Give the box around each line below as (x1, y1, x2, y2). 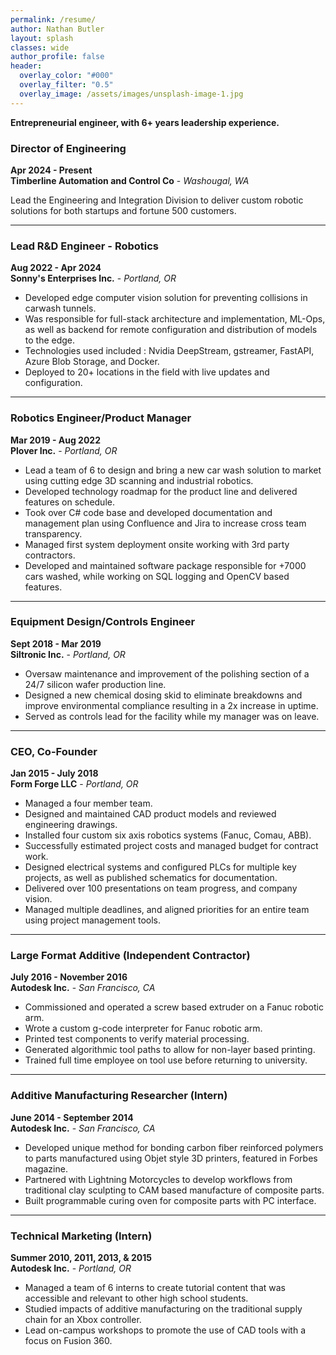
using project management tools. (24, 914, 161, 926)
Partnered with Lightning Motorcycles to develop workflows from (24, 1173, 293, 1185)
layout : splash (10, 33, 74, 43)
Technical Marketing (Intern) (10, 1229, 153, 1243)
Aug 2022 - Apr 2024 (10, 262, 102, 274)
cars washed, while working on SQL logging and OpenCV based (24, 570, 290, 582)
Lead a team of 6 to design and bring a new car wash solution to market (24, 464, 322, 476)
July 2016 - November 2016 (10, 971, 128, 983)
